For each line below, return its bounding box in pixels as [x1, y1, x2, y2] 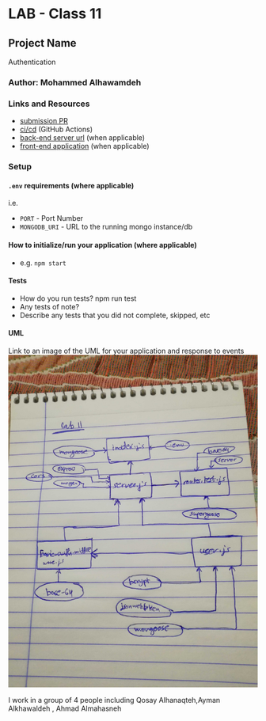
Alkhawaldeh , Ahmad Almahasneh [8, 704, 122, 713]
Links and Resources [8, 98, 90, 109]
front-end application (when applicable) [19, 142, 150, 151]
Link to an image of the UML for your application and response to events [8, 346, 245, 355]
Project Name [8, 36, 77, 50]
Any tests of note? [19, 302, 80, 311]
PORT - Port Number [19, 214, 84, 223]
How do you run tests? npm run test [19, 294, 137, 303]
